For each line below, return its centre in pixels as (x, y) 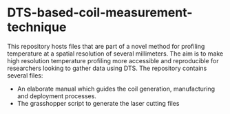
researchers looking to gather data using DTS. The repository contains (107, 68)
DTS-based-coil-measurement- (100, 13)
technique (37, 27)
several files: (25, 75)
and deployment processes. (56, 96)
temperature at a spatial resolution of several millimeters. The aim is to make (115, 54)
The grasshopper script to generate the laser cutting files (98, 103)
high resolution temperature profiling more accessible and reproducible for (113, 60)
